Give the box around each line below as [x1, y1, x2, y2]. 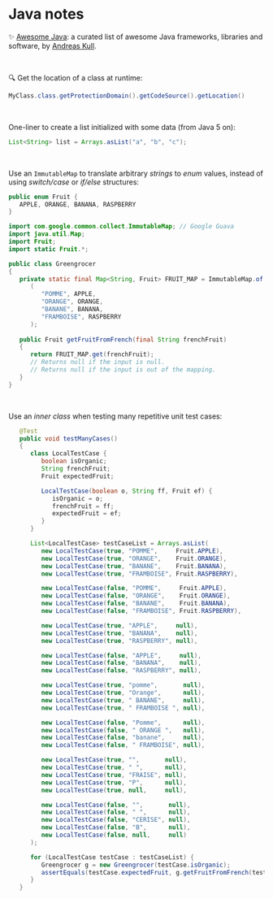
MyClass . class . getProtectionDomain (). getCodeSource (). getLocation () [8, 91, 245, 100]
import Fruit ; [8, 237, 57, 246]
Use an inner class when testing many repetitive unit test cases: [8, 411, 223, 421]
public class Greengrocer [8, 259, 96, 268]
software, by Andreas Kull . [8, 41, 97, 50]
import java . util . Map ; [8, 230, 85, 238]
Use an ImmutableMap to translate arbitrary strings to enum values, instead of [8, 168, 264, 178]
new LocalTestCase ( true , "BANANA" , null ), [41, 629, 198, 637]
